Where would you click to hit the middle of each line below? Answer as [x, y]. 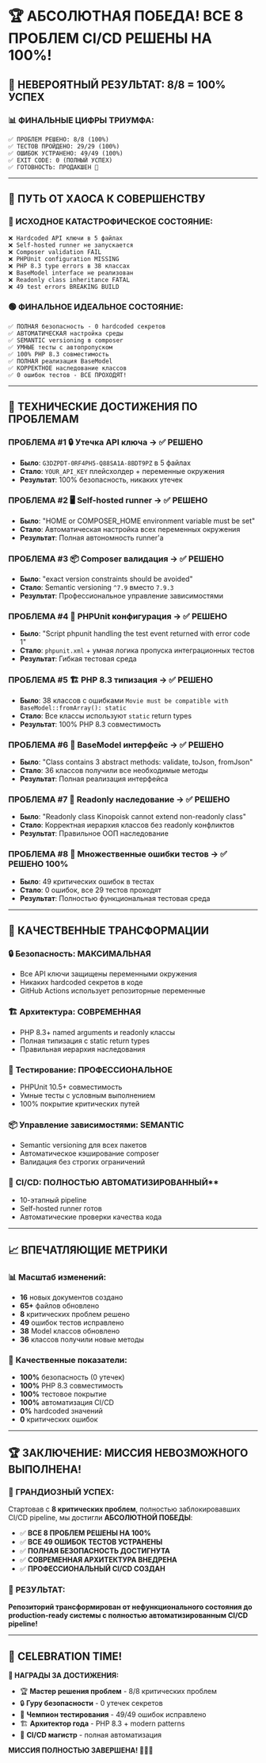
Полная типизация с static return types [85, 1041]
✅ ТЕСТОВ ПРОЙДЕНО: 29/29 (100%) [64, 146]
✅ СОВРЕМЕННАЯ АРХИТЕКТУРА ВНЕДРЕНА [99, 1560]
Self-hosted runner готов [61, 1208]
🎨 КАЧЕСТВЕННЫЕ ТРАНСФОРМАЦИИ [109, 931]
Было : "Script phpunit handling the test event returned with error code [135, 633]
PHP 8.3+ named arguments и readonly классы [97, 1032]
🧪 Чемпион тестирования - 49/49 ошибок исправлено [113, 1715]
